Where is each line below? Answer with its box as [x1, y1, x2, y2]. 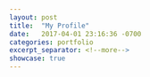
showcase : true [9, 54, 66, 63]
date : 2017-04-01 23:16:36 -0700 [9, 29, 142, 38]
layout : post [9, 12, 58, 22]
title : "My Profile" [9, 21, 90, 30]
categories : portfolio [9, 37, 94, 47]
